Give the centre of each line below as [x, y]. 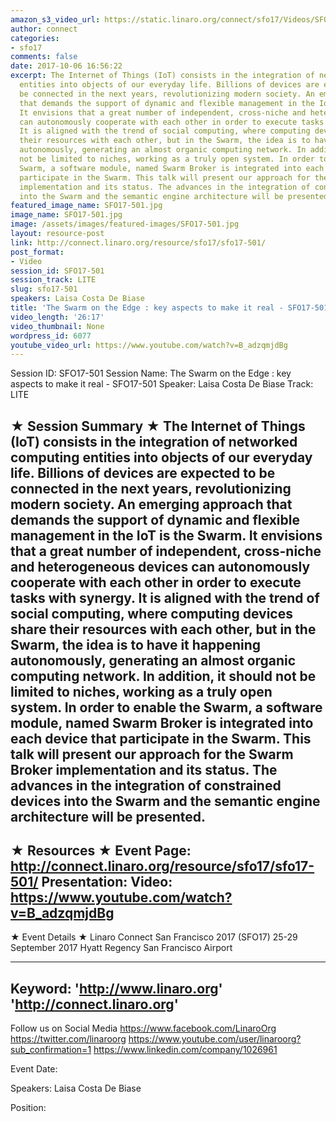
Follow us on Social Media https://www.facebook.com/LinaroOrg [143, 1028]
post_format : [37, 252]
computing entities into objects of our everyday [161, 457]
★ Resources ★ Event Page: [101, 851]
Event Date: [34, 1069]
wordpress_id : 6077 [51, 336]
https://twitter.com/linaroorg [68, 1039]
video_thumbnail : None [57, 326]
